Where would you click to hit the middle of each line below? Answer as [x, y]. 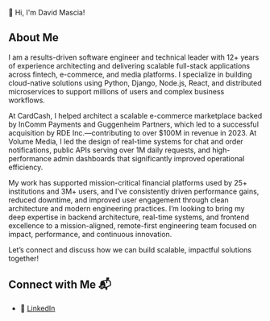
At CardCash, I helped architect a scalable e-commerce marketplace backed [135, 115]
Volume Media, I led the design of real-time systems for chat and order [126, 141]
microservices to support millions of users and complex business [116, 91]
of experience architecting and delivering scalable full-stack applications [129, 65]
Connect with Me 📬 [60, 285]
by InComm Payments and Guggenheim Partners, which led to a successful [134, 124]
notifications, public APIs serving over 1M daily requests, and [110, 150]
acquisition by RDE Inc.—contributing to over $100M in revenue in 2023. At [133, 132]
